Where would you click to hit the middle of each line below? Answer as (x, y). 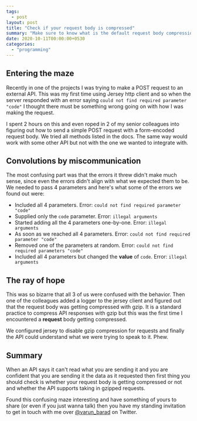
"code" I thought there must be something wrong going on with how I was (95, 106)
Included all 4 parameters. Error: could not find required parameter (98, 205)
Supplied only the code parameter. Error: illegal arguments (86, 216)
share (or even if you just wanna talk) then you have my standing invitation (96, 406)
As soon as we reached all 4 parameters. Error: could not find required (102, 234)
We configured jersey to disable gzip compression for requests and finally (95, 331)
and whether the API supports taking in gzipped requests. (76, 388)
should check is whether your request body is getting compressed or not (94, 382)
